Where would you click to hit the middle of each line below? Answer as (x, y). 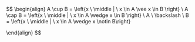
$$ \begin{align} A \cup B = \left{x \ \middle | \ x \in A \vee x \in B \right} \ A (97, 9)
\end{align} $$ (24, 33)
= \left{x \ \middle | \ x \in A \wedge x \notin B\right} (68, 21)
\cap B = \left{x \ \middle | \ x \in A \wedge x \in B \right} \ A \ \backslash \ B (97, 15)
